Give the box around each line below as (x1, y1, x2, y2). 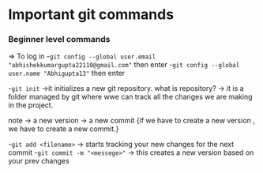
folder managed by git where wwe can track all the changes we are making (8, 92, 253, 102)
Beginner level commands (8, 34, 111, 45)
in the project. (8, 100, 54, 110)
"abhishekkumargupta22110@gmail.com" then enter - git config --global (8, 60, 240, 70)
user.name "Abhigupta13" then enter (8, 69, 126, 78)
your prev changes (8, 156, 70, 166)
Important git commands (8, 6, 175, 24)
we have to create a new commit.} (8, 124, 119, 134)
